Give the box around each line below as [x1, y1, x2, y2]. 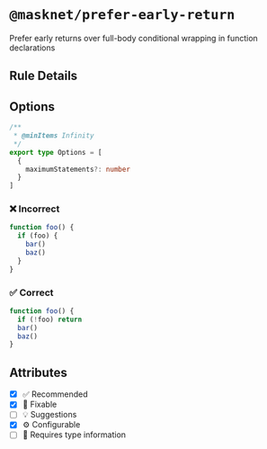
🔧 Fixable [22, 399, 58, 410]
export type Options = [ [9, 148, 102, 157]
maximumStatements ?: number [25, 165, 130, 174]
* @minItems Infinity [13, 131, 94, 140]
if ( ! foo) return [17, 315, 83, 324]
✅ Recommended [22, 389, 88, 400]
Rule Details [9, 68, 78, 84]
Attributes [9, 364, 67, 380]
